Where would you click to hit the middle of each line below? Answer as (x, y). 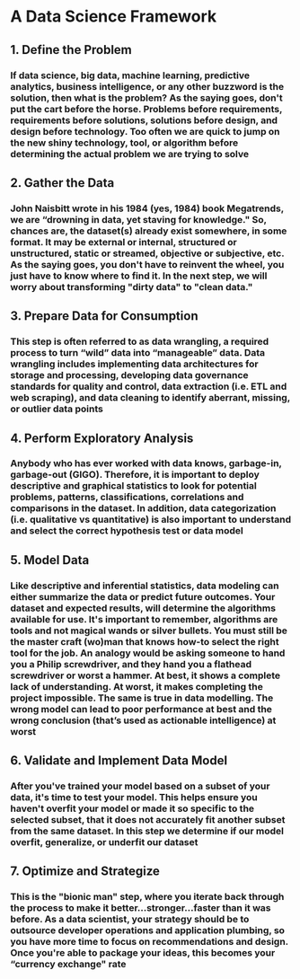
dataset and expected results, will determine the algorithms (143, 608)
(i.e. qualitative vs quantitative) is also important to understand (150, 520)
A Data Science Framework (114, 17)
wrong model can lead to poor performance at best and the (141, 709)
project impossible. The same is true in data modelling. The (142, 698)
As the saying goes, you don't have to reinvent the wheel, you (147, 264)
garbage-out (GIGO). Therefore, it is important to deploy (135, 475)
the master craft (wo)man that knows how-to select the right (145, 641)
